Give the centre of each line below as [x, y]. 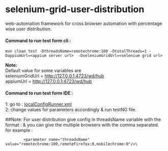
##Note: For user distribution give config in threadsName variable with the [83, 119]
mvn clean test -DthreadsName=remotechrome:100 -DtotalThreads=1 [76, 51]
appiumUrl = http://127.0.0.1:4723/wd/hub [49, 81]
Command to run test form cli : [38, 40]
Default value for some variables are [43, 71]
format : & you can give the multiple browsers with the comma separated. [82, 125]
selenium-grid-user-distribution [75, 9]
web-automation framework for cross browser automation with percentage [84, 23]
